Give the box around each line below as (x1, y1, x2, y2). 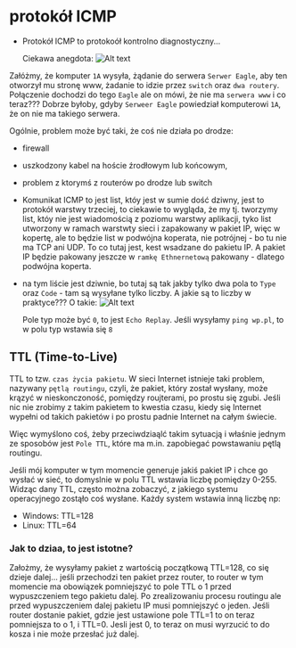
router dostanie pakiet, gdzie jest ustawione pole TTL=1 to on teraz (9, 610, 256, 620)
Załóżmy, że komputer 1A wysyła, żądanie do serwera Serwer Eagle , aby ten (9, 70, 288, 81)
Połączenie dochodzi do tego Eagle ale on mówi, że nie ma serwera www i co (9, 89, 287, 100)
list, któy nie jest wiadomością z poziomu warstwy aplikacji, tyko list (21, 213, 272, 224)
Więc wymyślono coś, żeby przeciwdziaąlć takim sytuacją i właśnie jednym (9, 428, 286, 439)
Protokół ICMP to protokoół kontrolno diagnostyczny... (21, 36, 221, 46)
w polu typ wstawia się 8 (21, 324, 113, 334)
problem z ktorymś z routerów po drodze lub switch (21, 176, 213, 188)
